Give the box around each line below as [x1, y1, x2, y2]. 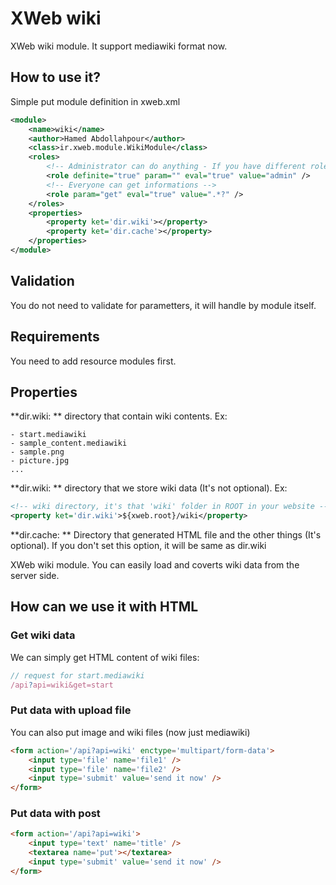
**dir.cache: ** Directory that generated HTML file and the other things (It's [10, 529, 322, 541]
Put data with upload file [10, 703, 132, 717]
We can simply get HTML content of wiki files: [10, 651, 200, 663]
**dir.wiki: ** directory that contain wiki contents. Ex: [10, 410, 228, 422]
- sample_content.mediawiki [10, 438, 128, 449]
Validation [10, 273, 75, 290]
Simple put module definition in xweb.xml [10, 95, 181, 107]
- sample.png [10, 447, 65, 457]
